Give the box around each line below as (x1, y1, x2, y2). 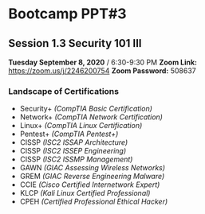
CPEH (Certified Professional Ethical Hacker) (19, 196, 168, 207)
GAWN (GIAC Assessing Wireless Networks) (19, 163, 166, 173)
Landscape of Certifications (8, 85, 120, 96)
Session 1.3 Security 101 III (8, 37, 142, 50)
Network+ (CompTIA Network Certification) (19, 112, 164, 122)
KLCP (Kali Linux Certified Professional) (19, 189, 151, 198)
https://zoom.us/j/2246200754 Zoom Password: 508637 (8, 66, 197, 76)
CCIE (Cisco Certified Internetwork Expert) (19, 180, 160, 189)
